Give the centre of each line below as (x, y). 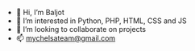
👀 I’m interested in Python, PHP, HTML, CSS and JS (101, 21)
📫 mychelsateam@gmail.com (66, 38)
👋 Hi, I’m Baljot (40, 12)
